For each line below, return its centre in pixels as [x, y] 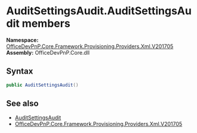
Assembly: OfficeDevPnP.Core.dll [48, 52]
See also [22, 104]
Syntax [20, 72]
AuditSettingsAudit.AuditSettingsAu [99, 11]
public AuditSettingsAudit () [42, 85]
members [46, 23]
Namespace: [22, 40]
